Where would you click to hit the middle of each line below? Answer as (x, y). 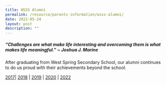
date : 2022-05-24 (23, 19)
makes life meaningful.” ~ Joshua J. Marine (52, 49)
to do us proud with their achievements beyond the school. (66, 67)
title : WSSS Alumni (25, 10)
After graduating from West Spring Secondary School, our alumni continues (83, 62)
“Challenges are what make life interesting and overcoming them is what (83, 44)
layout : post (19, 24)
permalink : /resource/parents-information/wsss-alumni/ (64, 14)
